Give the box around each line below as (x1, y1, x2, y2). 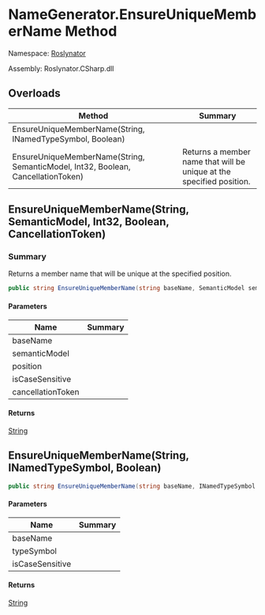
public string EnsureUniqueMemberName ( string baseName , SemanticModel (8, 285, 245, 292)
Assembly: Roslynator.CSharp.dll (8, 63, 114, 73)
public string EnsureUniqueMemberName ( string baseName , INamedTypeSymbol (8, 482, 256, 490)
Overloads (8, 87, 61, 100)
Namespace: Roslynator (8, 48, 87, 58)
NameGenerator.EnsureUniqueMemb (8, 6, 257, 24)
